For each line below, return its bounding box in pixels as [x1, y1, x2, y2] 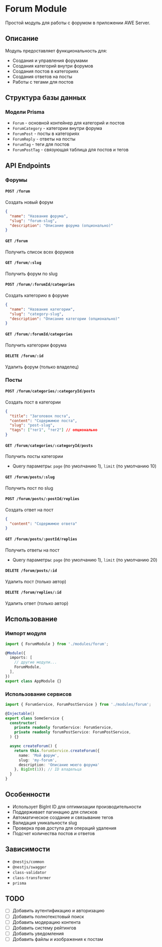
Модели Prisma [5, 109, 45, 116]
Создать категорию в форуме [5, 292, 69, 298]
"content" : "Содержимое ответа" [10, 521, 78, 526]
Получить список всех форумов [5, 249, 74, 255]
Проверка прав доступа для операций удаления [12, 825, 116, 831]
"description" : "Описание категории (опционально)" [10, 316, 120, 321]
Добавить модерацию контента [12, 919, 81, 925]
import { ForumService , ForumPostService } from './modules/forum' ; [5, 702, 151, 707]
